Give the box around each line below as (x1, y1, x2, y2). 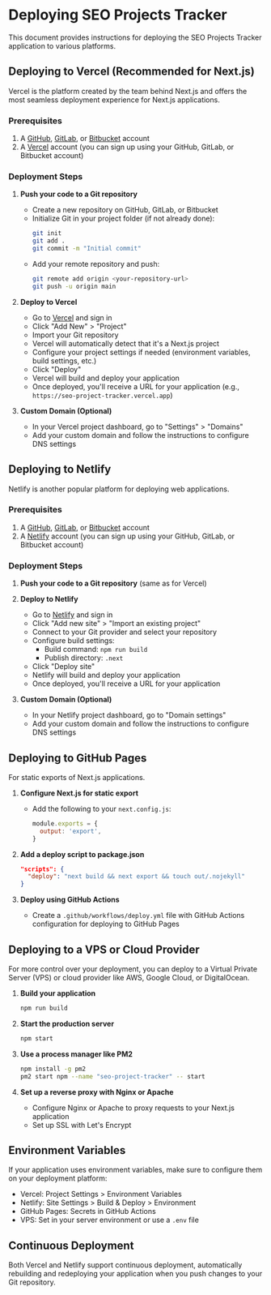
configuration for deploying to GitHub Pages (32, 919, 180, 929)
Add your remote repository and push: (32, 259, 160, 268)
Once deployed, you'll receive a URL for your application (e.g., (32, 381, 240, 391)
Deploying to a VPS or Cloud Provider (8, 942, 200, 956)
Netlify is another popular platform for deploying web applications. (8, 484, 230, 494)
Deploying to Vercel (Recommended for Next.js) (8, 65, 255, 79)
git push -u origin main (32, 282, 116, 290)
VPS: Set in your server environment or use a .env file (19, 1215, 200, 1225)
